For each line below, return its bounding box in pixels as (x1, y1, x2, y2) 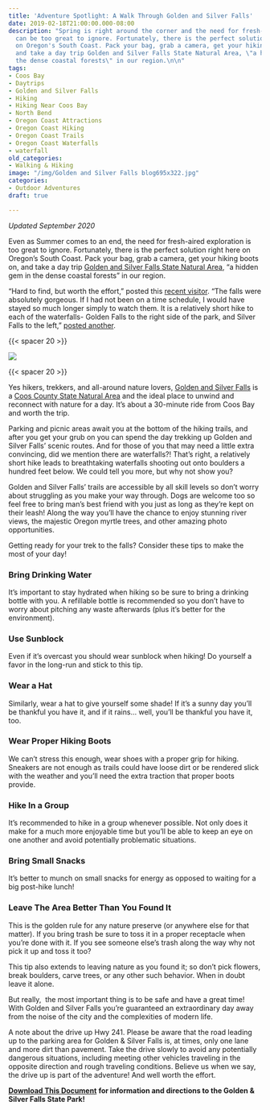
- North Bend (8, 110, 52, 118)
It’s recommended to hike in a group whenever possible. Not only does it (8, 818, 248, 828)
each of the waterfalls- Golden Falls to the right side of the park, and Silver (8, 312, 256, 321)
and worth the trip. (8, 408, 70, 417)
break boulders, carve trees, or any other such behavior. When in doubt (8, 970, 245, 980)
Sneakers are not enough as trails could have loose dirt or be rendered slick (8, 762, 260, 772)
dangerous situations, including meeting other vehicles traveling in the (8, 1053, 241, 1062)
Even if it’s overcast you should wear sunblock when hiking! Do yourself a (8, 652, 252, 661)
